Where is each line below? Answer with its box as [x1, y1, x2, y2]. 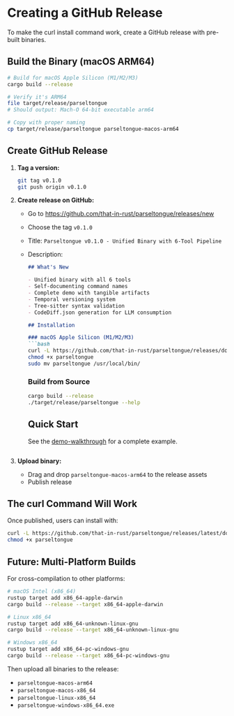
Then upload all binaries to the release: [7, 664, 119, 673]
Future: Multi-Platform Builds [7, 556, 136, 568]
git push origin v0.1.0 [17, 183, 87, 190]
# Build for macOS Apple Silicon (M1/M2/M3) [7, 74, 139, 81]
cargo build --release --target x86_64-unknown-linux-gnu [7, 626, 179, 633]
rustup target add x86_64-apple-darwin [7, 594, 123, 601]
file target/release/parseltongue [7, 100, 108, 107]
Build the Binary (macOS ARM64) [7, 56, 155, 68]
